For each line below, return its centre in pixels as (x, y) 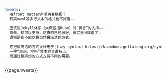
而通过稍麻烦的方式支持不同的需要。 (41, 56)
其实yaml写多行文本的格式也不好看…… (42, 19)
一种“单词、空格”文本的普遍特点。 (40, 51)
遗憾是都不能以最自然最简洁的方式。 (41, 38)
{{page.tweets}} (22, 70)
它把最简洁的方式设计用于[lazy (38, 47)
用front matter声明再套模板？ (38, 14)
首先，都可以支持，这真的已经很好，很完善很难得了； (56, 33)
